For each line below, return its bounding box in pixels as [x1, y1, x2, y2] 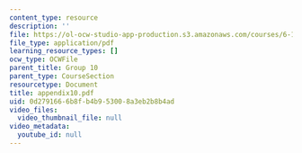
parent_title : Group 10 [9, 64, 99, 73]
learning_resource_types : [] [9, 47, 119, 56]
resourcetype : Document [9, 80, 99, 89]
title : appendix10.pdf [9, 88, 94, 97]
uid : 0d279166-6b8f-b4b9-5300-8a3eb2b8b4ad [9, 96, 175, 106]
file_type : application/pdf [9, 38, 115, 48]
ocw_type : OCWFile [9, 55, 78, 64]
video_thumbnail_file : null [17, 113, 123, 122]
